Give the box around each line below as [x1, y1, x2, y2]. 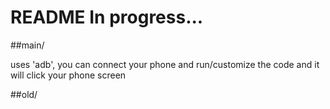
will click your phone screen [10, 69, 127, 81]
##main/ [10, 39, 45, 51]
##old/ [10, 88, 38, 100]
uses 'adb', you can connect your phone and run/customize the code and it [10, 58, 320, 70]
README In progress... [10, 6, 204, 29]
